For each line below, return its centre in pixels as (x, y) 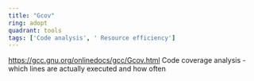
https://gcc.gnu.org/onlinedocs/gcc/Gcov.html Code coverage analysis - (127, 60)
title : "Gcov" (32, 15)
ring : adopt (28, 23)
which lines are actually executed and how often (87, 69)
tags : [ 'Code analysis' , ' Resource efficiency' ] (92, 38)
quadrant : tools (35, 30)
